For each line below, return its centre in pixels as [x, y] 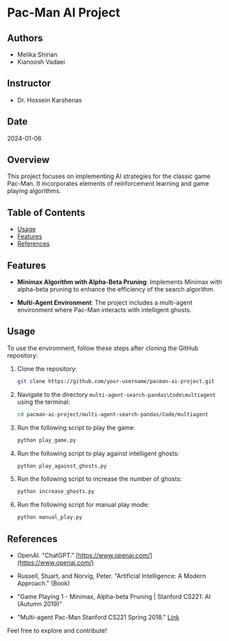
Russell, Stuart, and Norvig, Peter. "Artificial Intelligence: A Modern [111, 576]
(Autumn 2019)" [40, 604]
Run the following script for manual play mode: [83, 505]
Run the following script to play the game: [76, 427]
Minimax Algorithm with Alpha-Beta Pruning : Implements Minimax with [119, 282]
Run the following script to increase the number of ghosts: [99, 479]
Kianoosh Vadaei [41, 62]
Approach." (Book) [43, 583]
